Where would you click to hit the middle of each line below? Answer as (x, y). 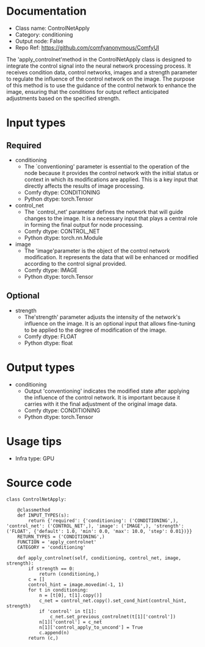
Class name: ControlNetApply (52, 28)
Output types (41, 367)
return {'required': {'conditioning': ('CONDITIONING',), (103, 520)
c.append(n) (54, 632)
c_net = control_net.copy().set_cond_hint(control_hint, (113, 601)
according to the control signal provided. (75, 263)
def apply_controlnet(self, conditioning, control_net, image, (99, 558)
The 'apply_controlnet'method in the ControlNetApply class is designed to (99, 59)
